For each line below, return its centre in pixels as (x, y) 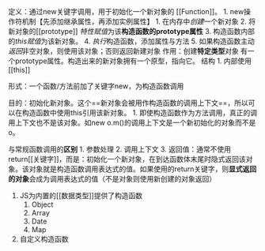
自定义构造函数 (44, 239)
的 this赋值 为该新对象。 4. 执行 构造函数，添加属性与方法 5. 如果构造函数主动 (131, 41)
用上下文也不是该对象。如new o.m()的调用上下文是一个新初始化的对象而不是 (132, 122)
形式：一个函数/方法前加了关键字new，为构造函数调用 (96, 86)
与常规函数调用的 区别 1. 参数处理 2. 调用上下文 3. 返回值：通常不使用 (120, 149)
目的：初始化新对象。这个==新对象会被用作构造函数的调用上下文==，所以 (129, 103)
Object (42, 204)
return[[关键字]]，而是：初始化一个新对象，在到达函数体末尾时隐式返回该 (127, 159)
